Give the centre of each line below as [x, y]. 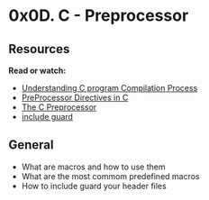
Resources [39, 49]
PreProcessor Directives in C [75, 97]
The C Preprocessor [59, 107]
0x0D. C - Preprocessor [99, 16]
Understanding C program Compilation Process [109, 88]
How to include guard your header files [94, 186]
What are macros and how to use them [93, 167]
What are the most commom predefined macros [110, 176]
